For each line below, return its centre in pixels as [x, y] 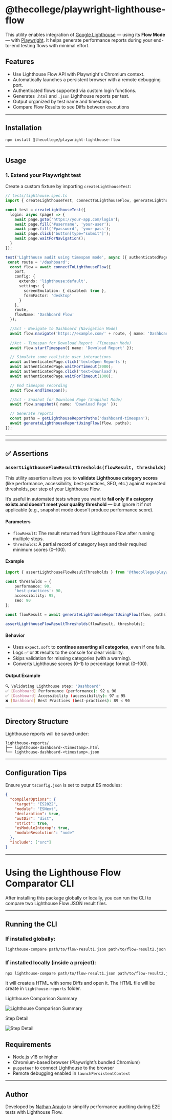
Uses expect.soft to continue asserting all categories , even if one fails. [89, 647]
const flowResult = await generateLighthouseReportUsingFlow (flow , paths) [87, 614]
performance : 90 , [33, 586]
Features [20, 62]
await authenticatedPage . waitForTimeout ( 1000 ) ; [62, 376]
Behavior [15, 635]
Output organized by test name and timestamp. [62, 101]
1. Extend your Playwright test [43, 175]
